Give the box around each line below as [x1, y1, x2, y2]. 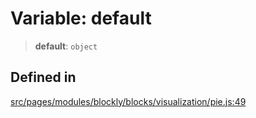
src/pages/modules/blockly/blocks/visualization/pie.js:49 [10, 95, 247, 107]
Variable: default [10, 7, 152, 30]
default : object [34, 40, 98, 52]
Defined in [10, 69, 77, 86]
